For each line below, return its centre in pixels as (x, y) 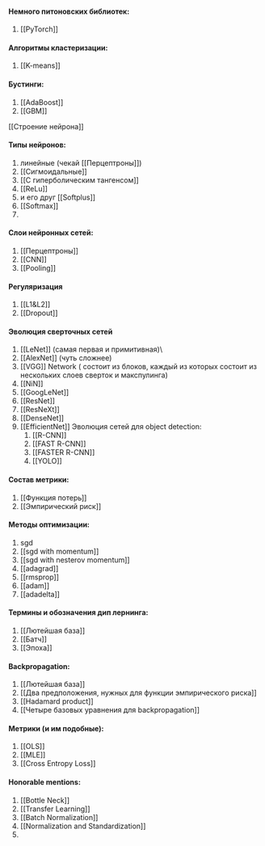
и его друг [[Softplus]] (57, 197)
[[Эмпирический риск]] (61, 506)
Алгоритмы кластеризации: (58, 48)
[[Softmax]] (39, 205)
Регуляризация (36, 286)
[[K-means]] (40, 65)
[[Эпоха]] (36, 648)
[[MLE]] (33, 755)
